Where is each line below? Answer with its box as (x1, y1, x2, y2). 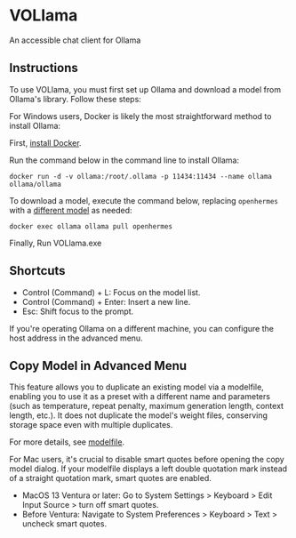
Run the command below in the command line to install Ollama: (9, 155, 240, 165)
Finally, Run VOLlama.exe (9, 237, 102, 248)
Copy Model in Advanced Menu (9, 357, 188, 373)
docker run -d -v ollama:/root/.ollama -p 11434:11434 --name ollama (9, 172, 273, 181)
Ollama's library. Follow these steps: (9, 93, 142, 104)
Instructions (9, 60, 78, 76)
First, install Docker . (9, 137, 82, 148)
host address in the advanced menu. (9, 333, 144, 343)
